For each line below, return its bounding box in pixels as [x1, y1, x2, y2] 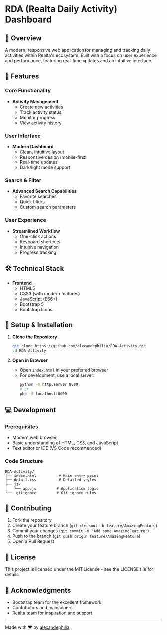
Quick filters [19, 199, 45, 205]
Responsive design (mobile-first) [19, 154, 87, 160]
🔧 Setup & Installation [5, 320, 73, 329]
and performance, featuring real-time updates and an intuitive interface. [5, 58, 153, 63]
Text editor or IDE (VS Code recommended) [12, 445, 102, 451]
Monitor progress [19, 114, 56, 120]
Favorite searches [19, 193, 57, 200]
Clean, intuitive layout [19, 149, 65, 155]
